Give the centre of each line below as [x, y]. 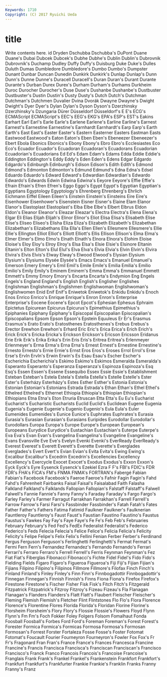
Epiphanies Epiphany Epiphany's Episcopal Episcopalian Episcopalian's [78, 313]
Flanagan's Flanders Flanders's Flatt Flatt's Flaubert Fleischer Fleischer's [80, 595]
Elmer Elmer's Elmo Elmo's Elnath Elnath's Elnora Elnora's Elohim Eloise [79, 239]
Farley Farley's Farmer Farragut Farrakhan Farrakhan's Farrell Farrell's [77, 499]
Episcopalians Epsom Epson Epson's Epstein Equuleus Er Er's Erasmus [78, 318]
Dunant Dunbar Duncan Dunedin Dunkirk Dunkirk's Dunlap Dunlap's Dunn [81, 74]
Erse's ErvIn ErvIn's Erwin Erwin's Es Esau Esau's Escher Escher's [73, 356]
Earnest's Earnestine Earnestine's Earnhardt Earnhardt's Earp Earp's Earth [82, 127]
